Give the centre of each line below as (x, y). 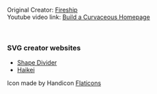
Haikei (26, 70)
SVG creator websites (44, 48)
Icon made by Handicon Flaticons (54, 83)
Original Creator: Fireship (42, 10)
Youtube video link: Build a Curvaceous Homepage (78, 17)
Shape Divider (37, 63)
